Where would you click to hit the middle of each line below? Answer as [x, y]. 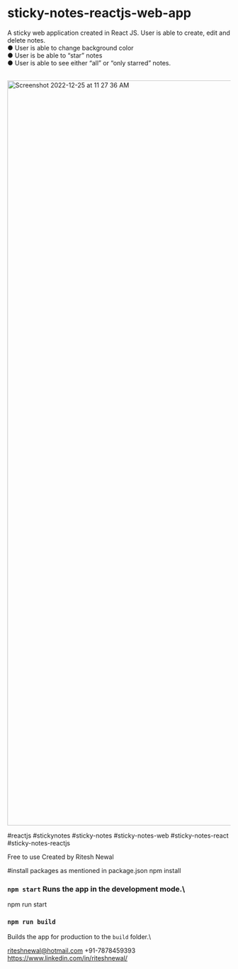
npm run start [27, 904]
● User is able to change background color [70, 48]
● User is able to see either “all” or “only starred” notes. [89, 63]
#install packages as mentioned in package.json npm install [94, 870]
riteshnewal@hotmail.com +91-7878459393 [72, 951]
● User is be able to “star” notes [55, 55]
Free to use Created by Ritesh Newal [61, 857]
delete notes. [27, 40]
